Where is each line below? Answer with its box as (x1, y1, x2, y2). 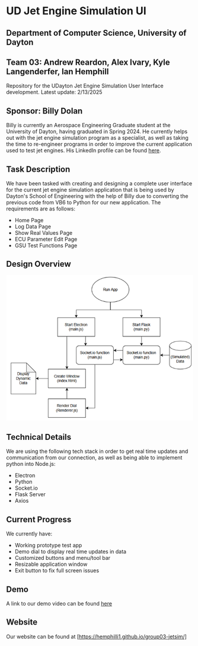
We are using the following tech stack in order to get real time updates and (6, 448, 189, 455)
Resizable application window (14, 560, 88, 568)
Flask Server (14, 491, 46, 498)
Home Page (14, 217, 44, 224)
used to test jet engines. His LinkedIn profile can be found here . (6, 147, 161, 154)
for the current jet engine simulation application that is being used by (6, 186, 174, 194)
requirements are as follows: (6, 205, 76, 212)
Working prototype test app (14, 542, 82, 549)
